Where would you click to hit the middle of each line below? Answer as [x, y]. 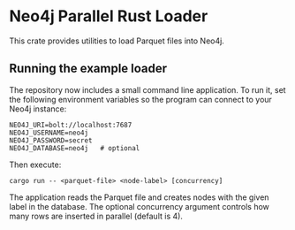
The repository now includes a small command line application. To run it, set [147, 89]
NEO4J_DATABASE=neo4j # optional [75, 148]
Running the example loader [88, 69]
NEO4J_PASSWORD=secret [51, 140]
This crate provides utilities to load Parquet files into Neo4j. [117, 41]
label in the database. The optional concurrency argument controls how [139, 206]
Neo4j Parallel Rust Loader [109, 16]
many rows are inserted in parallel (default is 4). [96, 216]
